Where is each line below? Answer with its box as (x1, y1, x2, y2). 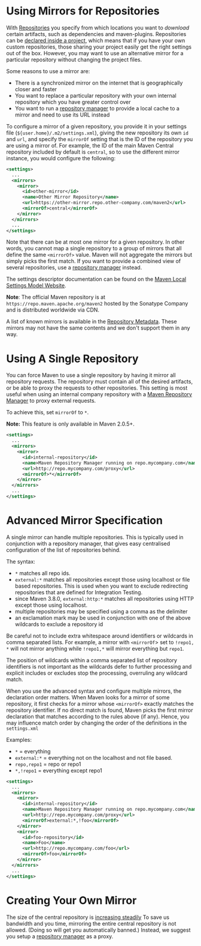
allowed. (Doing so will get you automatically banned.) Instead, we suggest (6, 926, 191, 933)
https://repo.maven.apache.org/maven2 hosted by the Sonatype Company (6, 300, 188, 307)
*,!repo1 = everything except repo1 (14, 767, 103, 774)
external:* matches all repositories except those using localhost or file (14, 576, 190, 583)
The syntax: (6, 558, 36, 565)
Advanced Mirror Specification (6, 514, 163, 528)
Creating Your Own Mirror (6, 893, 137, 907)
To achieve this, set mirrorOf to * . (6, 409, 89, 416)
